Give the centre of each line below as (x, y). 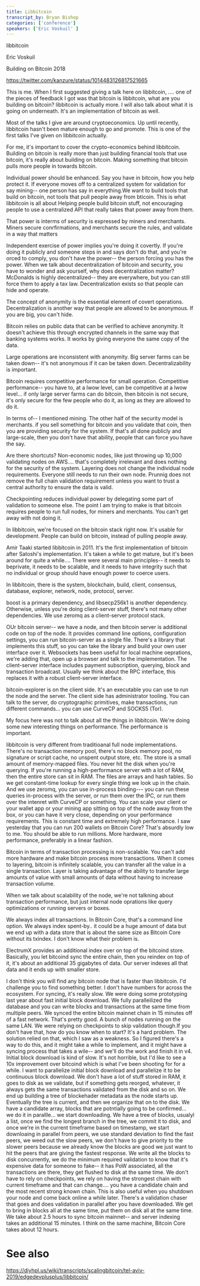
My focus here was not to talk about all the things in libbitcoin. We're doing (98, 721)
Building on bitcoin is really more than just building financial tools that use (96, 153)
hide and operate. (28, 290)
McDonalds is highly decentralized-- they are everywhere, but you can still (98, 278)
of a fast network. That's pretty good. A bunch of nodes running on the (93, 1019)
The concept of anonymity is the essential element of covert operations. (95, 302)
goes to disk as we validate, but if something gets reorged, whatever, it (93, 1083)
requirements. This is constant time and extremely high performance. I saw (99, 821)
